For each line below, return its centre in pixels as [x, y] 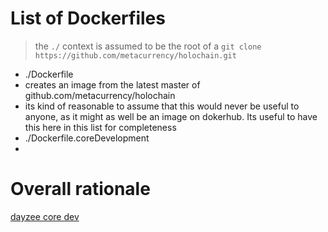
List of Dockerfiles [88, 18]
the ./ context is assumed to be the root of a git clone [148, 46]
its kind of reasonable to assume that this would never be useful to [162, 106]
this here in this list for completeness [100, 127]
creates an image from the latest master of [112, 84]
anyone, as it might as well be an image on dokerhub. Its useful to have [171, 116]
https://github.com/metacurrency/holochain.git [135, 55]
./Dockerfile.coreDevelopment [87, 138]
